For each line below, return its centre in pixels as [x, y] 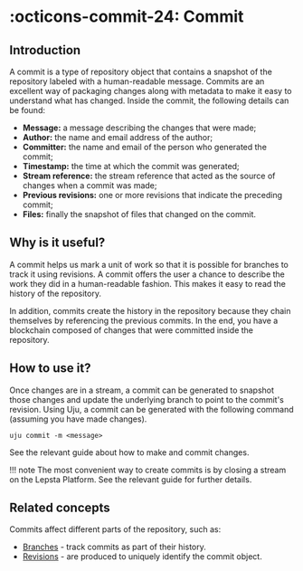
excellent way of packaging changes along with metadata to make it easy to [151, 91]
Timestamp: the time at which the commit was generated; [131, 166]
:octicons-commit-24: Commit [127, 17]
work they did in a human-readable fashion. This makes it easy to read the [148, 283]
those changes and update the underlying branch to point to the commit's [147, 399]
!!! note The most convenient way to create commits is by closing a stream [148, 470]
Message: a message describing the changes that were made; [139, 128]
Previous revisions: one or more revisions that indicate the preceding [152, 195]
